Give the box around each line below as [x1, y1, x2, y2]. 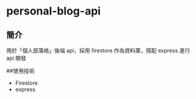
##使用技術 [6, 68, 35, 74]
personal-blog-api [6, 4, 101, 18]
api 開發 [6, 54, 26, 62]
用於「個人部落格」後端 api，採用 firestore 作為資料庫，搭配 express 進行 [6, 47, 191, 54]
